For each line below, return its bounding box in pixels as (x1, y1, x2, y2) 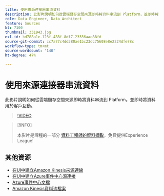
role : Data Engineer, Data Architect (5, 16, 82, 21)
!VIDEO (17, 113, 32, 119)
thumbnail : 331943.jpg (5, 30, 51, 35)
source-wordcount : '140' (5, 48, 56, 53)
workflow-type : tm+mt (5, 44, 49, 49)
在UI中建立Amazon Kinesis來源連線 (12, 167, 83, 173)
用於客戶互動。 (5, 103, 35, 109)
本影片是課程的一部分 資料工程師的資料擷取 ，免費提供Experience (17, 132, 148, 138)
